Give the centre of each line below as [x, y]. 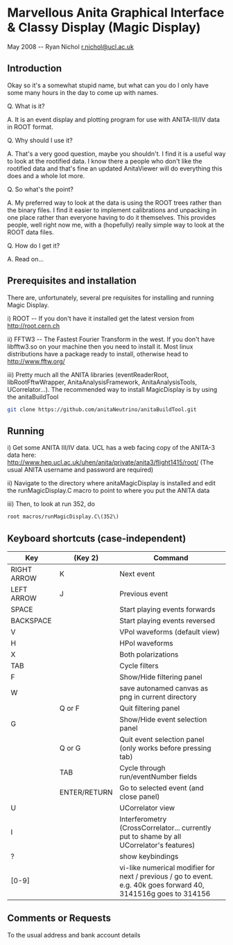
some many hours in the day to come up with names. [83, 92]
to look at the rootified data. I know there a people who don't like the [105, 161]
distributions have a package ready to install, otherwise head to [98, 354]
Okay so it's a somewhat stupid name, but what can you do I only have [108, 85]
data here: [22, 455]
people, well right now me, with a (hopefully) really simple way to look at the [116, 225]
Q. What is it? [26, 106]
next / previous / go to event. [166, 876]
